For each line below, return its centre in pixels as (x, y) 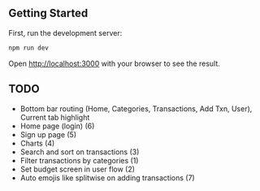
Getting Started (48, 13)
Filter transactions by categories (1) (79, 160)
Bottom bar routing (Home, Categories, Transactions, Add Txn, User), (136, 108)
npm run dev (28, 48)
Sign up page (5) (48, 134)
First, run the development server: (65, 33)
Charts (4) (37, 143)
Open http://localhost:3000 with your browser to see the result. (115, 63)
